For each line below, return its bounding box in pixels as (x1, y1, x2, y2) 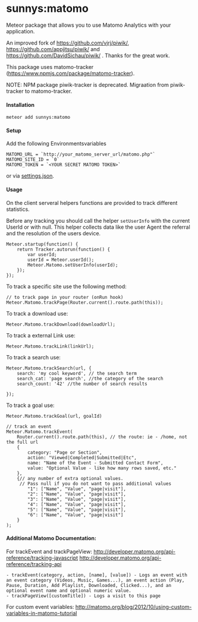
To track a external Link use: (6, 331, 76, 339)
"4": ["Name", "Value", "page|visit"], (27, 501, 127, 507)
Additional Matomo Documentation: (6, 535, 97, 542)
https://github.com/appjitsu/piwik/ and (6, 45, 100, 52)
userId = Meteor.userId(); (27, 257, 95, 263)
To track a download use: (6, 310, 68, 317)
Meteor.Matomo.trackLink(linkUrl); (6, 343, 95, 349)
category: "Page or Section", (27, 449, 102, 456)
